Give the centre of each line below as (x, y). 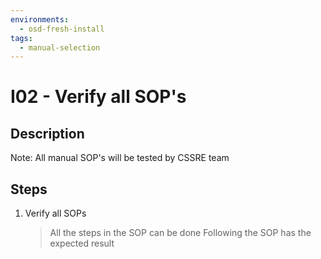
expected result (82, 243)
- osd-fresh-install (62, 29)
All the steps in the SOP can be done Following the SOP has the (180, 233)
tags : (21, 38)
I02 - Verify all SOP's (98, 97)
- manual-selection (60, 47)
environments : (40, 19)
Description (47, 133)
